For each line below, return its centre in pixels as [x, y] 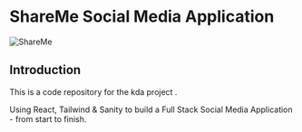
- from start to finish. [48, 118]
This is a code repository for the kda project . [93, 91]
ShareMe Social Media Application [142, 17]
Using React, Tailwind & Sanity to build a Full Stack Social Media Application [151, 109]
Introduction [45, 70]
